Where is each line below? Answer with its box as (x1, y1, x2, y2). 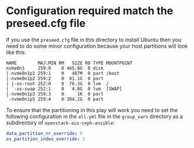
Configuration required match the (6, 4, 173, 18)
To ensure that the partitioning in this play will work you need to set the (6, 106, 178, 113)
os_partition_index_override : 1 (6, 136, 85, 142)
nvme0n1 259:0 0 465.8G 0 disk (6, 65, 104, 71)
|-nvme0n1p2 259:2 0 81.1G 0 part (6, 75, 104, 81)
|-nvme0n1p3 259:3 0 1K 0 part (6, 91, 104, 97)
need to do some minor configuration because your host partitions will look (6, 42, 188, 50)
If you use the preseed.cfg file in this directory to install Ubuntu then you (6, 36, 181, 43)
